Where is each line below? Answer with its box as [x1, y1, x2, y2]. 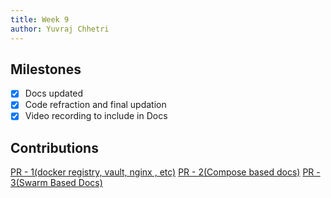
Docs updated [24, 87, 84, 100]
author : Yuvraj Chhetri [10, 24, 110, 34]
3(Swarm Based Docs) [10, 177, 103, 189]
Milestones [10, 61, 82, 78]
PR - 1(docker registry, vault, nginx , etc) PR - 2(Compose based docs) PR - [10, 166, 321, 178]
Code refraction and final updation [24, 99, 167, 111]
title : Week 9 [10, 14, 70, 25]
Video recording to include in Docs [24, 110, 168, 122]
